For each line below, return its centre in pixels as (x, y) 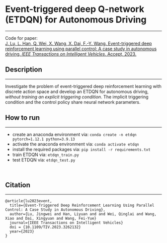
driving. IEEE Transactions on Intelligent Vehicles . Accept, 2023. (71, 54)
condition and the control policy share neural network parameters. (73, 102)
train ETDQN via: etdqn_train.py (46, 155)
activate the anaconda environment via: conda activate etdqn (76, 144)
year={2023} (22, 232)
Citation (18, 185)
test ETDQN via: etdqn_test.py (44, 160)
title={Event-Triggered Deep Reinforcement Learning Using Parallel (82, 205)
